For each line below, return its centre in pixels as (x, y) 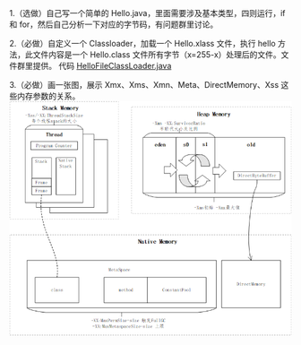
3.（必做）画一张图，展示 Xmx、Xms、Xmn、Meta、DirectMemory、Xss (144, 85)
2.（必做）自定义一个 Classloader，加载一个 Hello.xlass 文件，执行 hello (142, 43)
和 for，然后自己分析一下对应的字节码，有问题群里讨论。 (114, 24)
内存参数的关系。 (48, 96)
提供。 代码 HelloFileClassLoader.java (102, 66)
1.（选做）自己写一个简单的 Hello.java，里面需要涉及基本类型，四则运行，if (147, 13)
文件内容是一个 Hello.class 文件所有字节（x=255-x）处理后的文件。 (157, 55)
